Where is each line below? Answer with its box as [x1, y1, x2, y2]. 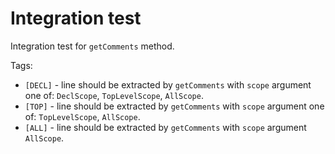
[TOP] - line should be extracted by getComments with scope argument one [24, 100, 325, 112]
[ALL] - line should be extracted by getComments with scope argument [24, 121, 307, 133]
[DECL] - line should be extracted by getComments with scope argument [24, 78, 312, 91]
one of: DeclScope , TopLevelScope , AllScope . [24, 89, 204, 101]
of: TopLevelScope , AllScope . [24, 110, 141, 122]
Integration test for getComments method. [10, 40, 175, 52]
